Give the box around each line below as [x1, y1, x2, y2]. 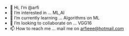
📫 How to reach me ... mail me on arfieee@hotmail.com [9, 26, 124, 31]
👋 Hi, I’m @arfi [9, 5, 40, 10]
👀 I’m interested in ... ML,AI [9, 10, 65, 16]
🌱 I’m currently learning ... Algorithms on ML [9, 15, 100, 20]
